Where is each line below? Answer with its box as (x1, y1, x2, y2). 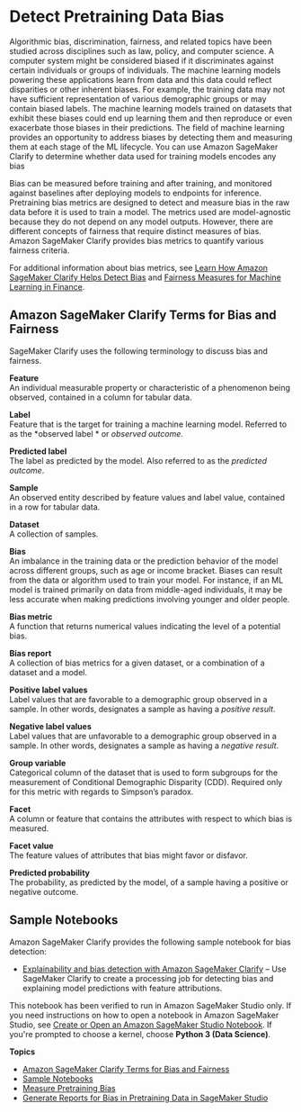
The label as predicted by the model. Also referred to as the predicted (9, 455, 268, 466)
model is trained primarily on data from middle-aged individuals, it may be (9, 583, 283, 595)
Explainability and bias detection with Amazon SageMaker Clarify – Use (22, 963, 287, 974)
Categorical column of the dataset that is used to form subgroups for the (9, 767, 279, 778)
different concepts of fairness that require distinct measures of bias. (9, 225, 262, 236)
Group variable (9, 757, 66, 768)
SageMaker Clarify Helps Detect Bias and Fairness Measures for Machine (9, 272, 281, 283)
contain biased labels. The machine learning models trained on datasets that (9, 103, 292, 113)
